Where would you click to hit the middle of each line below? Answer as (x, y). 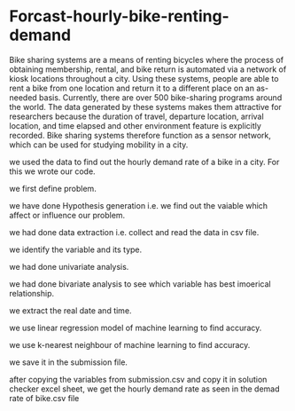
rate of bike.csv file (44, 398)
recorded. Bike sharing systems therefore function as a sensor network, (140, 135)
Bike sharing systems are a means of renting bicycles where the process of (147, 59)
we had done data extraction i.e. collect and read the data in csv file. (134, 232)
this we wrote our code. (52, 171)
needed (23, 97)
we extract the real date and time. (70, 310)
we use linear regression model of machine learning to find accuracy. (136, 328)
